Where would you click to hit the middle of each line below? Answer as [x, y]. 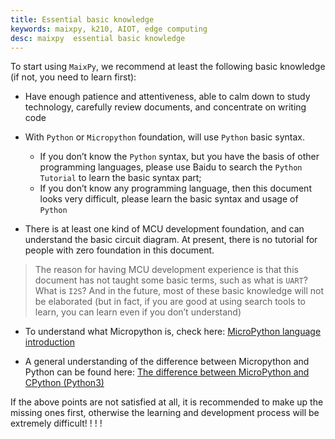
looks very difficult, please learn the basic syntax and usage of [169, 199]
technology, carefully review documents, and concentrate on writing [165, 107]
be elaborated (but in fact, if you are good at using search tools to [170, 302]
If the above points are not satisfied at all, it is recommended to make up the [167, 402]
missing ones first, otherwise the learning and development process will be [165, 413]
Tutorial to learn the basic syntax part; [120, 178]
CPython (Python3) [64, 383]
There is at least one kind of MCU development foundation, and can [164, 229]
